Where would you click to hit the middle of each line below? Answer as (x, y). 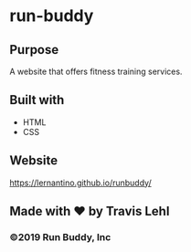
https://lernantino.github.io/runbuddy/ (81, 183)
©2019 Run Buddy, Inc (60, 236)
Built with (37, 100)
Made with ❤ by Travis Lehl (90, 211)
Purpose (34, 50)
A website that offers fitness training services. (96, 71)
